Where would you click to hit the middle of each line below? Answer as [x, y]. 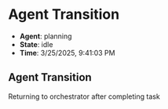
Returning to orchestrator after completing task [84, 96]
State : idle [36, 44]
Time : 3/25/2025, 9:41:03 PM [67, 53]
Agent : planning [46, 36]
